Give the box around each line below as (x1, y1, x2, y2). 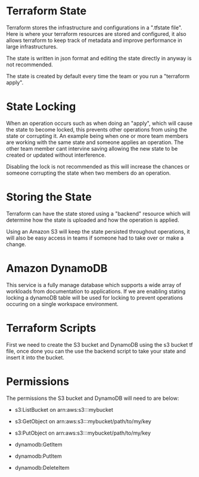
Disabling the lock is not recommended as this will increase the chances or (6, 163, 190, 170)
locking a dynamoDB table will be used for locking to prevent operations (6, 294, 184, 301)
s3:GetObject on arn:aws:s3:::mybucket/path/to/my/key (14, 417, 152, 425)
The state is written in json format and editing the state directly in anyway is (6, 54, 192, 62)
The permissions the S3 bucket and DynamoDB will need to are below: (6, 395, 179, 402)
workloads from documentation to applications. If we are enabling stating (6, 288, 186, 295)
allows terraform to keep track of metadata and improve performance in (6, 36, 183, 44)
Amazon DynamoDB (6, 262, 108, 275)
